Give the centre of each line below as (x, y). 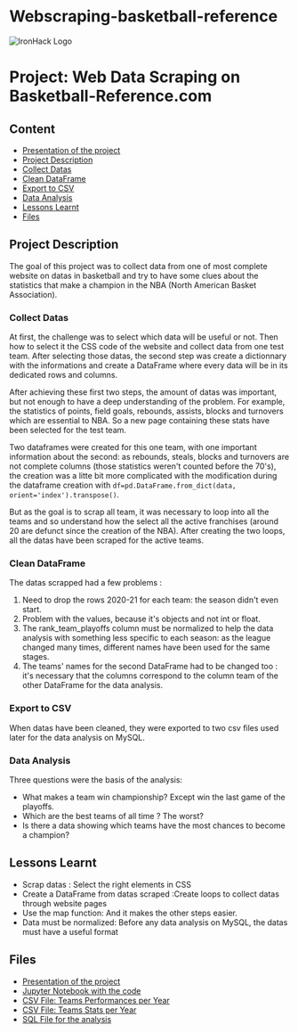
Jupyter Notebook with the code (81, 990)
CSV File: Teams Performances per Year (96, 1000)
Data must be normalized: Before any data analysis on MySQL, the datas (155, 922)
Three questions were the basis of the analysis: (96, 779)
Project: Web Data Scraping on (125, 77)
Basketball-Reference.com (111, 96)
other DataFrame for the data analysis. (92, 685)
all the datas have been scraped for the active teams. (107, 540)
